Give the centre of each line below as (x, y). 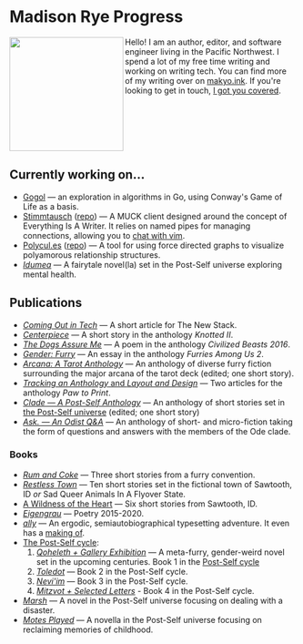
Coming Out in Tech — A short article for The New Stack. (130, 324)
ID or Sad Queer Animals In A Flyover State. (104, 494)
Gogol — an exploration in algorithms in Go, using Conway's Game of (152, 197)
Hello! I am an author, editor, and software (203, 42)
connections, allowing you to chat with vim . (104, 235)
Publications (46, 303)
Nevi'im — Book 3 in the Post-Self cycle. (112, 581)
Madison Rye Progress (96, 17)
